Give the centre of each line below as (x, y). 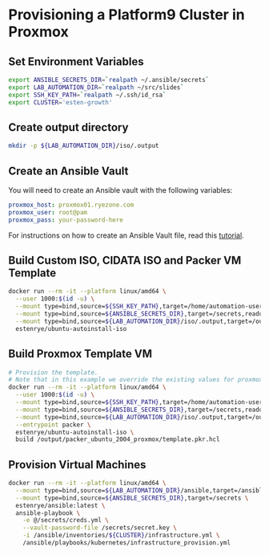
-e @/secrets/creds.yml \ (66, 520)
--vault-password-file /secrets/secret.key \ (100, 528)
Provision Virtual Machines (77, 465)
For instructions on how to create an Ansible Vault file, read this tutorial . (126, 235)
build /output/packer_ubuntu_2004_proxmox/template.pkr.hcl (118, 439)
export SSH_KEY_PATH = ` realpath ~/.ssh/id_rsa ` (87, 95)
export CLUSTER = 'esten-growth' (60, 102)
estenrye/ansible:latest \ (60, 505)
